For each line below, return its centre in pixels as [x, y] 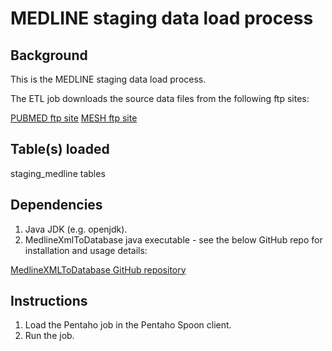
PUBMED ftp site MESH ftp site [74, 118]
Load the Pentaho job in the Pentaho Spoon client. [128, 325]
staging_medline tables [58, 173]
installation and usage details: [86, 250]
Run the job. [49, 336]
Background [49, 55]
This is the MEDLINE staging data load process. [108, 79]
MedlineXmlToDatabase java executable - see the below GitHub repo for [173, 239]
